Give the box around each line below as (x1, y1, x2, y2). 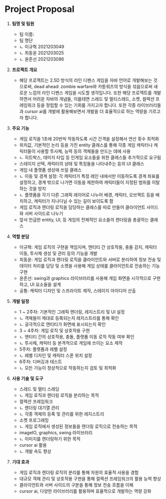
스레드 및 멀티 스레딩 (19, 386, 60, 392)
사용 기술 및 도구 (11, 375, 43, 381)
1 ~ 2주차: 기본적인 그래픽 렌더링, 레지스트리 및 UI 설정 (19, 309, 125, 315)
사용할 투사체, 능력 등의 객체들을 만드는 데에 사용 (36, 148, 131, 154)
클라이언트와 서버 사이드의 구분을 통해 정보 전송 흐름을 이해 (19, 482, 134, 488)
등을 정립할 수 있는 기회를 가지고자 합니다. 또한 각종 (36, 102, 136, 108)
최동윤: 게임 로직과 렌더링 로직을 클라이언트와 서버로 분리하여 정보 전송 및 (19, 256, 162, 262)
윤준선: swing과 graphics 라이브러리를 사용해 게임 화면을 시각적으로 (19, 275, 152, 281)
